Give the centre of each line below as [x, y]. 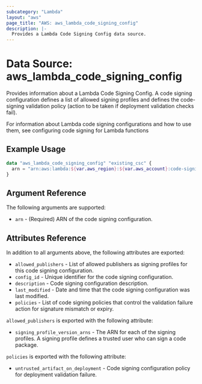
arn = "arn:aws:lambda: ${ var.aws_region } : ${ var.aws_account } [90, 169]
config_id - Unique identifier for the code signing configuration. [94, 277]
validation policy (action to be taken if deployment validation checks [110, 106]
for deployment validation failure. [56, 375]
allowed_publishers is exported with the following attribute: [80, 321]
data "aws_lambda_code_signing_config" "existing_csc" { [79, 163]
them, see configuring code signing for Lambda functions [78, 130]
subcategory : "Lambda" [35, 12]
